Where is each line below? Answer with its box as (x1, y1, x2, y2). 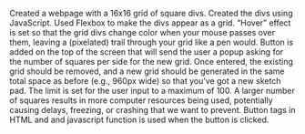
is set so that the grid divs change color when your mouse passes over (9, 27, 276, 37)
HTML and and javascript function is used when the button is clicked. (9, 114, 269, 125)
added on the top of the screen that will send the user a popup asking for (9, 46, 284, 57)
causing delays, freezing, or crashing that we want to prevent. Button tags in (9, 105, 296, 115)
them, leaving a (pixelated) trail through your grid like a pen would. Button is (9, 36, 294, 47)
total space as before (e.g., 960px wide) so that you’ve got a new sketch (9, 76, 281, 86)
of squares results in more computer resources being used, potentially (9, 95, 273, 106)
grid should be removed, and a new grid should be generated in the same (9, 66, 285, 77)
